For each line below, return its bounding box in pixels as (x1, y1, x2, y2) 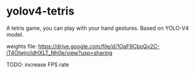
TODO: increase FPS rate (6, 61, 69, 68)
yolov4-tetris (6, 4, 75, 18)
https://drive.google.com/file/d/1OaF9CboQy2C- (38, 43, 160, 50)
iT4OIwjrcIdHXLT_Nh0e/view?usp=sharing (6, 49, 113, 56)
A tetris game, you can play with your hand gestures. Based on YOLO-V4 (6, 24, 189, 32)
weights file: (6, 43, 37, 50)
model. (6, 30, 24, 38)
